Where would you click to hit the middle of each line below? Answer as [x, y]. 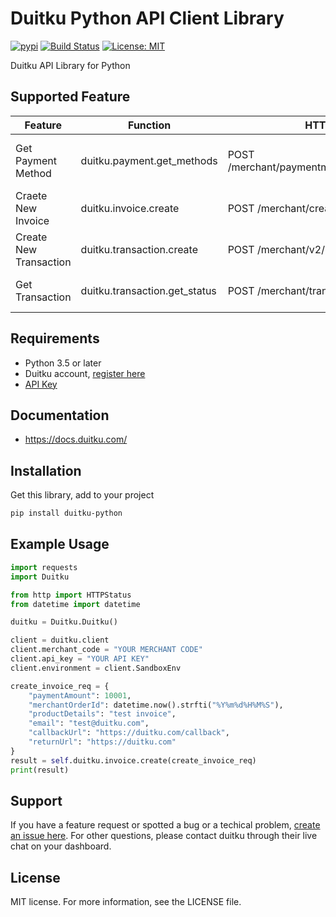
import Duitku [40, 577]
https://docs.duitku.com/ [76, 439]
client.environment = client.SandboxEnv [96, 668]
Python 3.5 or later [63, 363]
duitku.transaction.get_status [148, 290]
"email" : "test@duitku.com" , [89, 723]
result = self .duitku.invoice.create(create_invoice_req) [133, 760]
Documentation [60, 415]
